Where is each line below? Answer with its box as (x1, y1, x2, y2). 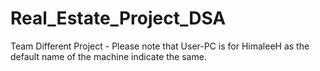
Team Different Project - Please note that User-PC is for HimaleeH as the (10, 40, 310, 52)
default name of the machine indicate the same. (10, 50, 207, 62)
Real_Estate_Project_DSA (10, 7, 227, 30)
